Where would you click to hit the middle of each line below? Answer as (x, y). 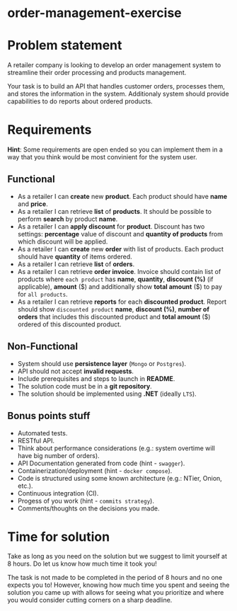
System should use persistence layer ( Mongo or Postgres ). (102, 363)
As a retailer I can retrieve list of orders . (76, 264)
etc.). (25, 486)
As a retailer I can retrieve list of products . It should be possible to (115, 211)
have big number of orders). (59, 455)
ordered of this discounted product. (69, 324)
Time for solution (59, 537)
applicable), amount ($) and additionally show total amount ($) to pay (120, 286)
